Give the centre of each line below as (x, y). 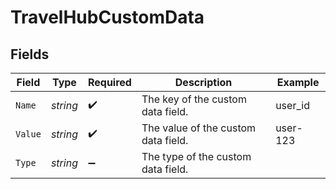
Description (203, 82)
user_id (292, 105)
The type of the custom (196, 156)
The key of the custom (194, 99)
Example (298, 82)
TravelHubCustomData (107, 17)
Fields (30, 54)
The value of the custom (199, 128)
